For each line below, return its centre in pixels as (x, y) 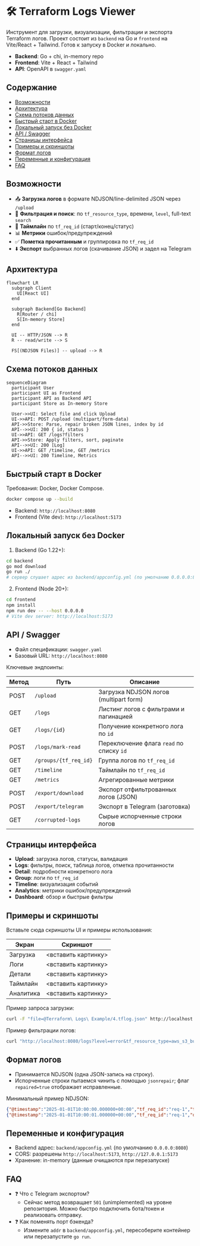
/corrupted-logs (58, 820)
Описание (145, 682)
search (23, 220)
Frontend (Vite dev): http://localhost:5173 (68, 517)
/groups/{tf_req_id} (64, 760)
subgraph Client (32, 288)
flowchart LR (22, 283)
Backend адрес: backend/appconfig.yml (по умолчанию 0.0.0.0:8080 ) (101, 1148)
